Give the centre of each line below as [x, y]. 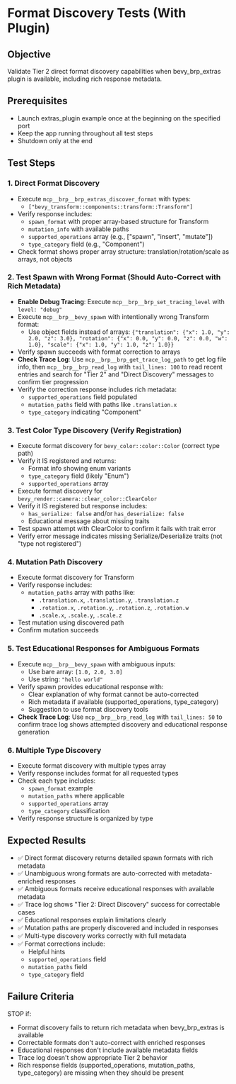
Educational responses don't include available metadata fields [108, 1050]
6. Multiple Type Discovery [54, 750]
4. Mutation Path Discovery [55, 562]
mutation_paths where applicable [76, 795]
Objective [29, 54]
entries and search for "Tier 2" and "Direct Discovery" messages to [116, 374]
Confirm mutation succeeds [58, 630]
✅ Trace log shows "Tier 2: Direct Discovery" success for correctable [119, 904]
